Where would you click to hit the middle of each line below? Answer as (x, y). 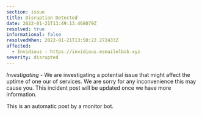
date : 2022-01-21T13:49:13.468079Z (52, 23)
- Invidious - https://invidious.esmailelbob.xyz (76, 52)
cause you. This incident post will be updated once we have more (89, 88)
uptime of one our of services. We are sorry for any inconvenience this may (101, 81)
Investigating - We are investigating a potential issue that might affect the (98, 74)
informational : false (34, 35)
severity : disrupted (33, 57)
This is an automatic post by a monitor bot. (60, 106)
